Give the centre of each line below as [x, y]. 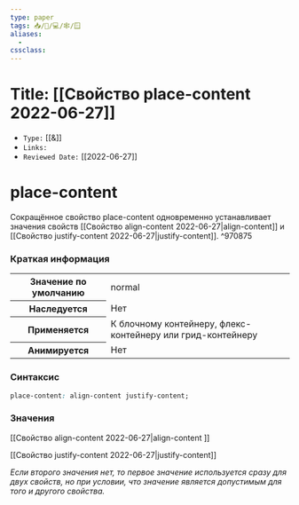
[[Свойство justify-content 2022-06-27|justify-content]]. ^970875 [131, 236]
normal [125, 287]
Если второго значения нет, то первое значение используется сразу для [149, 472]
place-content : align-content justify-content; [100, 396]
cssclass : [28, 51]
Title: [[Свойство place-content [130, 95]
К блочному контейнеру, [164, 323]
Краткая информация [60, 258]
